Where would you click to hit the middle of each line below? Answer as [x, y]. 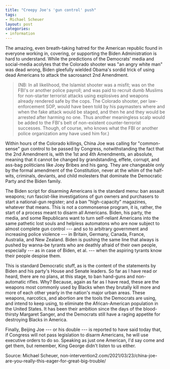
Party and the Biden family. [33, 181]
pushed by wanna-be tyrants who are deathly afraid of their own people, [81, 245]
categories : [18, 29]
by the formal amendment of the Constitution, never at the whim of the [79, 170]
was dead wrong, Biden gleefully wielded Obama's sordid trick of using [80, 70]
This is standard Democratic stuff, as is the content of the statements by [81, 266]
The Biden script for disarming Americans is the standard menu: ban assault [85, 191]
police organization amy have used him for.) [63, 133]
